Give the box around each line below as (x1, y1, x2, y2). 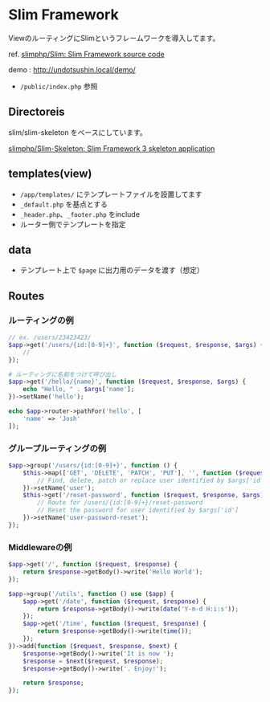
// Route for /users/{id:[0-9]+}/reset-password (37, 499, 203, 507)
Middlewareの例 (8, 541, 72, 553)
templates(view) (8, 167, 92, 181)
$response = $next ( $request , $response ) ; (22, 657, 163, 665)
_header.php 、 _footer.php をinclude (19, 209, 141, 218)
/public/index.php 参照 (19, 81, 98, 91)
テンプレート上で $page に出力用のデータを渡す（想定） (19, 265, 205, 275)
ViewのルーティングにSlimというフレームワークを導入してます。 (8, 33, 220, 43)
